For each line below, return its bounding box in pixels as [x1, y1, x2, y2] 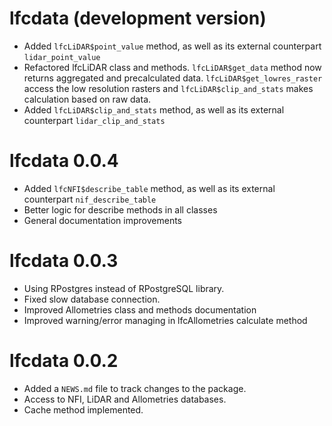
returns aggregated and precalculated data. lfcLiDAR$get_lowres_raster [23, 72, 323, 84]
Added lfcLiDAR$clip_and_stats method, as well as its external [23, 103, 285, 116]
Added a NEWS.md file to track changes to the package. [23, 382, 247, 394]
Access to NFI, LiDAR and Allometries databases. [23, 393, 227, 405]
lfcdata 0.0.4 [9, 150, 119, 172]
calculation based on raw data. [23, 93, 152, 105]
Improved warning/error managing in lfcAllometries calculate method [23, 314, 308, 326]
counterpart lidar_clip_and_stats [23, 114, 166, 126]
